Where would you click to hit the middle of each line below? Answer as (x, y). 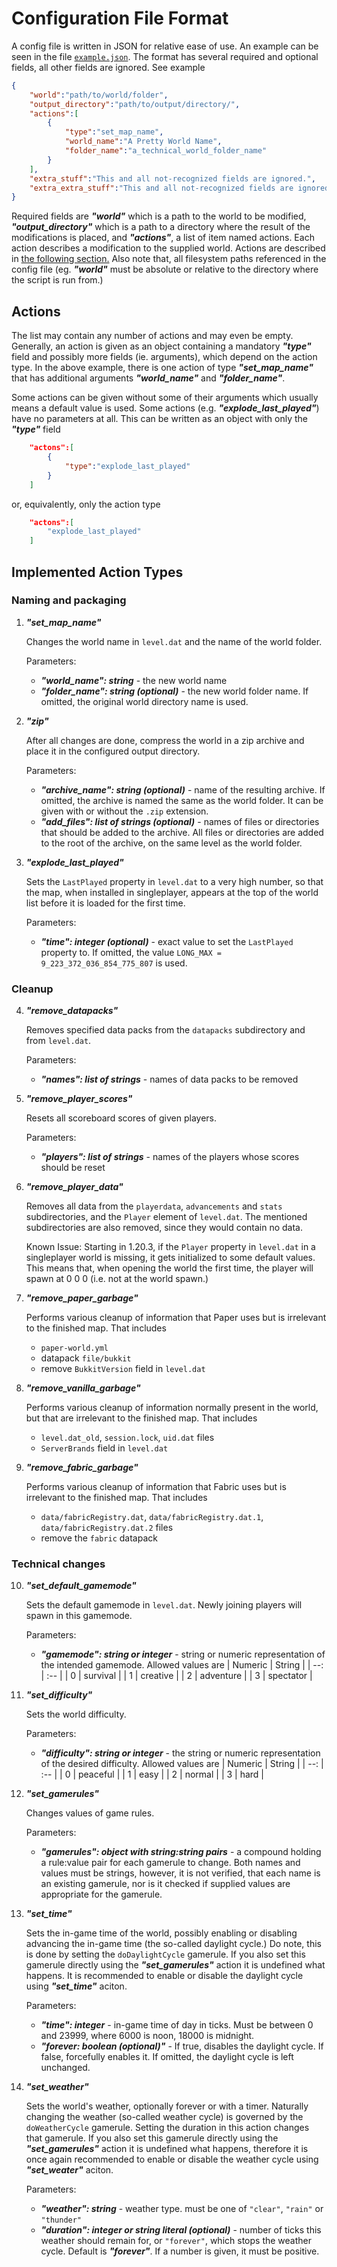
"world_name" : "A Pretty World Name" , (143, 142)
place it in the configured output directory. (113, 751)
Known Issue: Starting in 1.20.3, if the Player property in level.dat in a (170, 1247)
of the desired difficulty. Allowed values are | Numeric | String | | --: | (182, 1764)
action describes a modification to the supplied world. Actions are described (168, 248)
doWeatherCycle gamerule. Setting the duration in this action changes (167, 2128)
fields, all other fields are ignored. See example (108, 67)
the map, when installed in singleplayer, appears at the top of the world (172, 892)
